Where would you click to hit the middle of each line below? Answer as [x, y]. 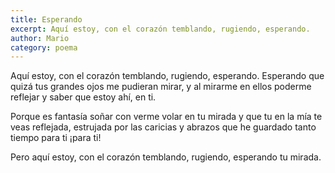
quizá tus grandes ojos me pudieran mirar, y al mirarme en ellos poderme [161, 87]
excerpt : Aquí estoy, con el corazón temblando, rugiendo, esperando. [160, 29]
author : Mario [40, 38]
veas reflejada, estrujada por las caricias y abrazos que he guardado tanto [163, 127]
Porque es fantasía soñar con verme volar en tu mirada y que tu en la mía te [166, 117]
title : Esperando [46, 19]
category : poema [44, 47]
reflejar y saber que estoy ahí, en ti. [83, 97]
